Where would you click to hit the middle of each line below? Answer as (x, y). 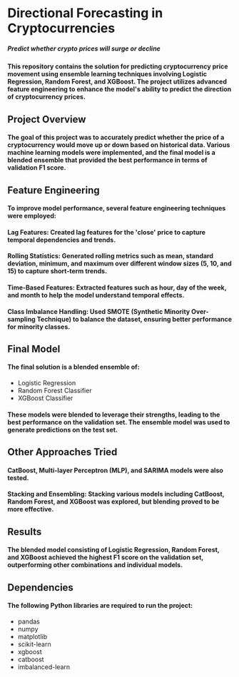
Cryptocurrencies (61, 28)
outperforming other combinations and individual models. (95, 565)
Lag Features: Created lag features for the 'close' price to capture (106, 232)
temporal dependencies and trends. (62, 240)
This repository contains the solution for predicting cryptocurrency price (118, 66)
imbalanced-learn (44, 667)
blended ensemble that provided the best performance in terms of (108, 160)
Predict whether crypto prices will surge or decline (84, 49)
